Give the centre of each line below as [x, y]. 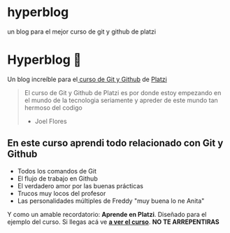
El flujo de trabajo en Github [57, 178]
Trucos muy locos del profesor [62, 193]
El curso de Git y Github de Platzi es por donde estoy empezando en [123, 92]
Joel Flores [51, 121]
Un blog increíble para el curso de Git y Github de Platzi [87, 79]
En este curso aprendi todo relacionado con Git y [115, 143]
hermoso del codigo [53, 107]
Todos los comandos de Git [57, 171]
